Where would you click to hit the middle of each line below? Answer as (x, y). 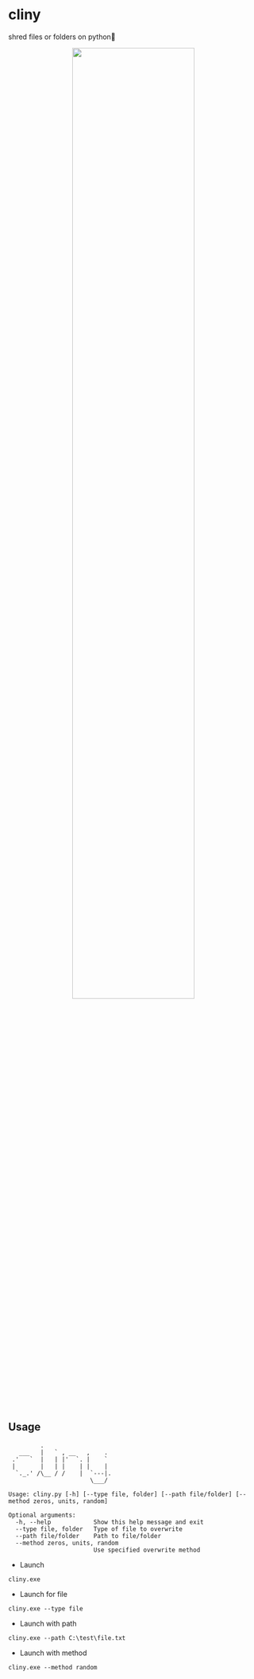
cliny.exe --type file (46, 1609)
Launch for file (43, 1594)
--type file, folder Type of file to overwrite (99, 1529)
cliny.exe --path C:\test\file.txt (67, 1638)
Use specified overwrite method (147, 1550)
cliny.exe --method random (53, 1667)
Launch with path (48, 1623)
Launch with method (53, 1653)
